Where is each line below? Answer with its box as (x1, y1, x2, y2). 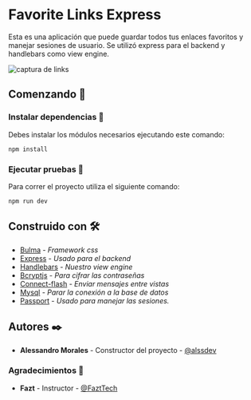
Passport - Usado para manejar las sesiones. (19, 295, 170, 305)
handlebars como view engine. (8, 49, 110, 58)
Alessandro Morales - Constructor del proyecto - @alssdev (19, 345, 217, 354)
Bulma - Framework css (19, 245, 99, 255)
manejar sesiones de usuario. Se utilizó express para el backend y (8, 40, 226, 50)
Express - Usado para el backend (19, 253, 131, 263)
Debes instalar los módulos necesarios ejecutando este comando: (8, 129, 226, 139)
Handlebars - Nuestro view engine (19, 262, 133, 271)
